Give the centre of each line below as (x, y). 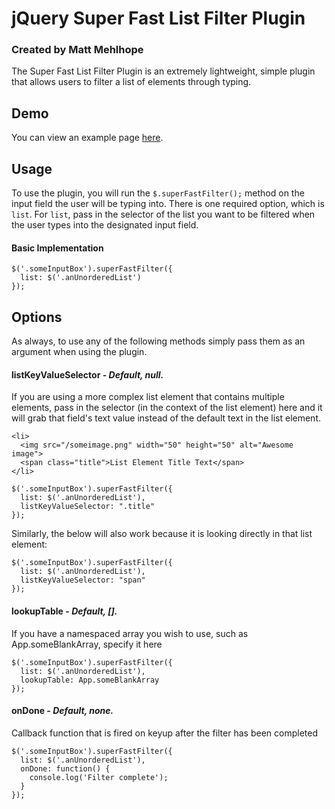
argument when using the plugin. (79, 352)
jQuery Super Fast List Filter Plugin (158, 18)
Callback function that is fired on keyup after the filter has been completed (164, 733)
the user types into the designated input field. (105, 225)
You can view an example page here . (87, 138)
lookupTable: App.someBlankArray (90, 680)
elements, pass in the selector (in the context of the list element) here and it (167, 408)
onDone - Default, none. (62, 711)
